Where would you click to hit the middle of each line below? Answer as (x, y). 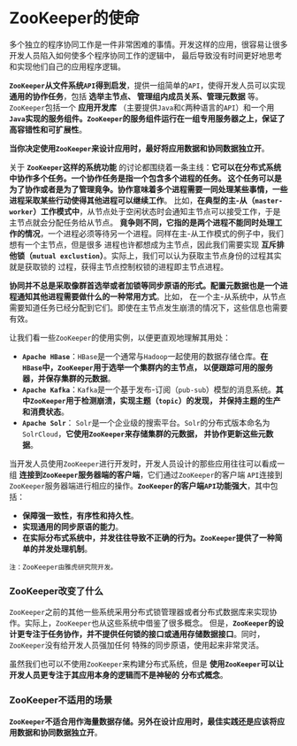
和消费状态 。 (45, 411)
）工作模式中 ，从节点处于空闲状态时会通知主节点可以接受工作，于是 (156, 211)
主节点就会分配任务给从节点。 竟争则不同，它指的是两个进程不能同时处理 (142, 222)
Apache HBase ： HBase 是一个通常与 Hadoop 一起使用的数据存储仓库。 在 (145, 356)
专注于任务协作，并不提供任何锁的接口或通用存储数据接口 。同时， (145, 634)
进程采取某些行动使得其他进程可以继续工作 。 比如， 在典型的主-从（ (132, 200)
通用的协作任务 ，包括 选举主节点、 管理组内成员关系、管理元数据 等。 (136, 96)
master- (269, 201)
